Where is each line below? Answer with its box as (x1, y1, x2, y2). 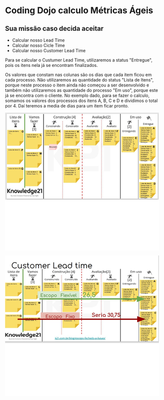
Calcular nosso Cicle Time (12, 42, 65, 48)
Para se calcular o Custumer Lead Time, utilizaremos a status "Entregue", (5, 57, 153, 63)
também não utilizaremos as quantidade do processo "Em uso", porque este (5, 87, 158, 93)
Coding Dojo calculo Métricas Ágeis (5, 5, 153, 16)
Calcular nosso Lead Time (12, 37, 65, 43)
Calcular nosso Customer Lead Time (12, 48, 86, 53)
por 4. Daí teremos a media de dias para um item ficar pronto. (5, 103, 129, 108)
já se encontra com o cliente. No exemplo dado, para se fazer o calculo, (5, 93, 150, 98)
